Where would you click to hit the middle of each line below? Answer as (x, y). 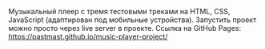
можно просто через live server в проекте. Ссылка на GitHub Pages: (125, 28)
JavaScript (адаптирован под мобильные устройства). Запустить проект (132, 20)
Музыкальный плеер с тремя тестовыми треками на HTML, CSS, (119, 11)
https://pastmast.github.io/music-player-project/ (88, 36)
